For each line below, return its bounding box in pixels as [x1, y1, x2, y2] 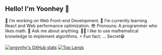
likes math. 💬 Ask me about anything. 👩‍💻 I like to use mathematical [5, 27, 139, 34]
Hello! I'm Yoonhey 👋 [5, 5, 70, 13]
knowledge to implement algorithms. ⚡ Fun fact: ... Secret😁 [5, 33, 125, 39]
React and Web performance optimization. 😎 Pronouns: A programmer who [5, 23, 158, 28]
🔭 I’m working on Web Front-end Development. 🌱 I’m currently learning [5, 17, 147, 23]
